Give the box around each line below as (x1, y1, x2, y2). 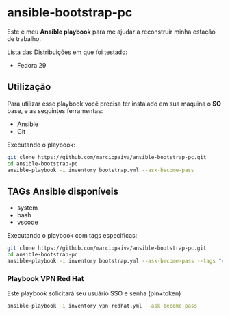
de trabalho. (7, 34, 42, 42)
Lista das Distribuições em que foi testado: (7, 48, 128, 56)
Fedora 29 (16, 61, 47, 69)
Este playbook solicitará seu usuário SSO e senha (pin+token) (7, 289, 181, 297)
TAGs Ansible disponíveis (7, 185, 118, 197)
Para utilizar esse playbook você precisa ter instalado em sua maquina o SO (7, 99, 221, 108)
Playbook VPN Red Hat (7, 274, 84, 283)
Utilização (7, 81, 51, 93)
